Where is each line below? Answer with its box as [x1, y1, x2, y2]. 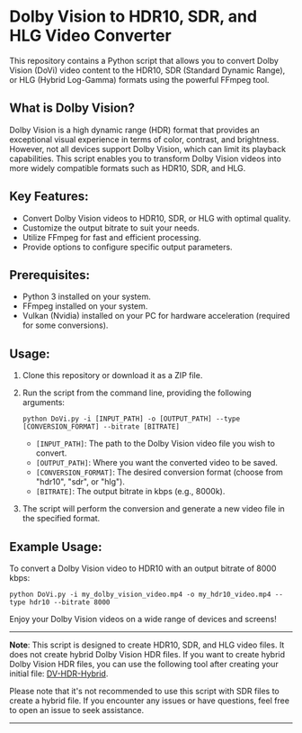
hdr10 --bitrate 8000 [29, 598, 111, 607]
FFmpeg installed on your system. [22, 301, 148, 312]
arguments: [22, 397, 66, 408]
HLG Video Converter [9, 25, 173, 46]
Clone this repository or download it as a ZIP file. [22, 370, 203, 381]
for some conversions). [22, 320, 109, 330]
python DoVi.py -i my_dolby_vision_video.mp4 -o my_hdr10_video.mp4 [9, 590, 271, 599]
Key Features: [9, 189, 89, 204]
